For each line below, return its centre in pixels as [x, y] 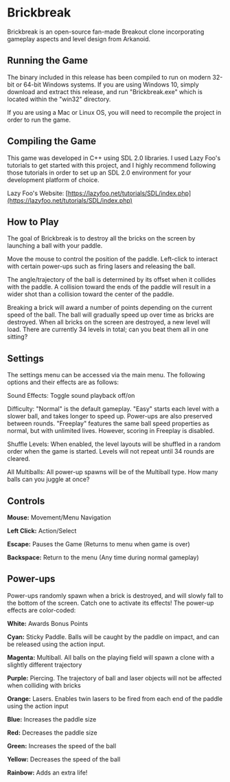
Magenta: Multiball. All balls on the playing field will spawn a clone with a [111, 657]
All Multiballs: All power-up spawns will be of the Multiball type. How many [113, 472]
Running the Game [47, 61]
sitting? [18, 337]
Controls [26, 501]
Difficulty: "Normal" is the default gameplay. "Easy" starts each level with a [113, 409]
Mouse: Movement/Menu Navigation [59, 517]
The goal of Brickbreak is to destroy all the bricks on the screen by [101, 238]
